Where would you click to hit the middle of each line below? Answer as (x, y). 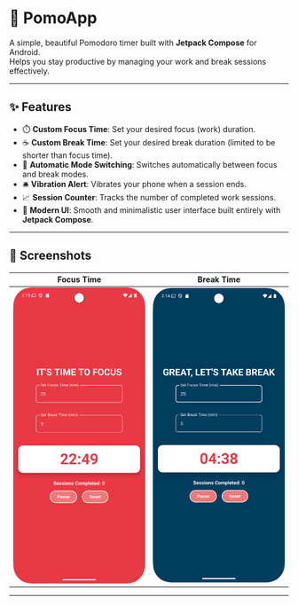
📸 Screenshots (51, 256)
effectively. (30, 71)
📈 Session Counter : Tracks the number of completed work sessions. (149, 197)
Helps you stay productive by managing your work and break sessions (138, 61)
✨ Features (40, 107)
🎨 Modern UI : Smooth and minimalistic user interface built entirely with (151, 210)
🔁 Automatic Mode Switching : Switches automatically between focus (149, 164)
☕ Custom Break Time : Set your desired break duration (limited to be (149, 142)
